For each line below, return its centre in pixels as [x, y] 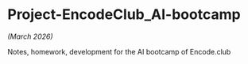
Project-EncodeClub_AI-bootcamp [124, 15]
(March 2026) [30, 36]
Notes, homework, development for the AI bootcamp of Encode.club [119, 51]
